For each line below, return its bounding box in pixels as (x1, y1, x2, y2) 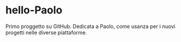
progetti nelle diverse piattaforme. (5, 29, 88, 36)
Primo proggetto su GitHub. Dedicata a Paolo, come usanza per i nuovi (5, 23, 176, 30)
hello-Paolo (5, 3, 62, 17)
